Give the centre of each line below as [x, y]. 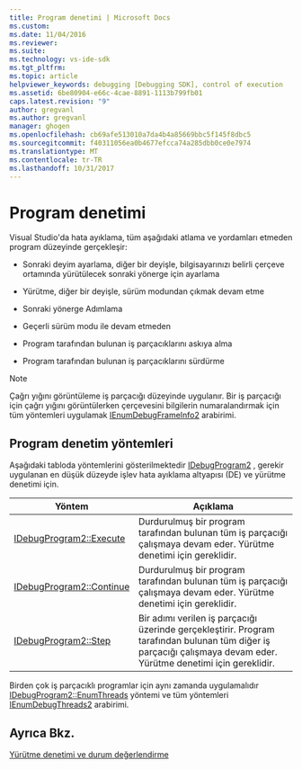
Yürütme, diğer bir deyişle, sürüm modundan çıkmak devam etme [143, 291]
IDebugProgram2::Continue [72, 587]
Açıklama [213, 506]
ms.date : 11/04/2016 [48, 34]
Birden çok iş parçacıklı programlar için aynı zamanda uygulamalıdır [134, 685]
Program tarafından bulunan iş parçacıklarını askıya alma [127, 344]
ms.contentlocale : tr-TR [56, 160]
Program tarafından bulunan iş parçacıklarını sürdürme [123, 362]
